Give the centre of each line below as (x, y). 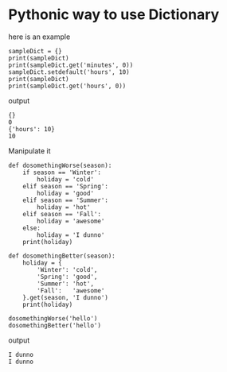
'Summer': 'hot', (65, 284)
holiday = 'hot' (64, 207)
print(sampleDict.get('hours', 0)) (67, 86)
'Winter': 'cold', (67, 269)
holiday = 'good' (65, 193)
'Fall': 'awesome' (71, 291)
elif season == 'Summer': (66, 200)
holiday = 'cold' (65, 179)
